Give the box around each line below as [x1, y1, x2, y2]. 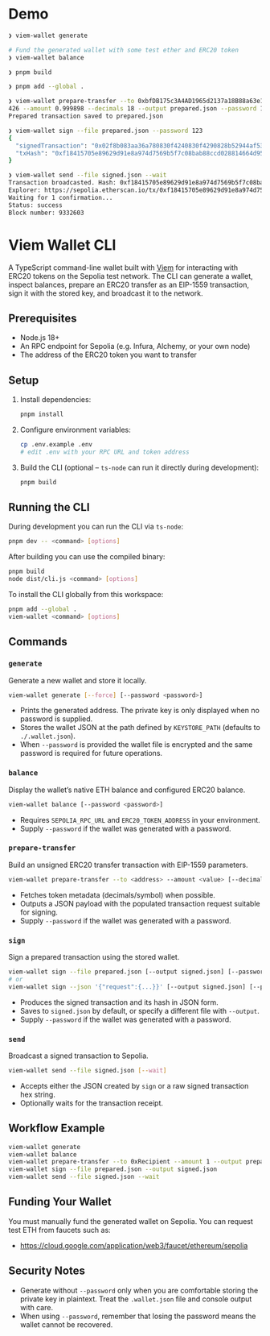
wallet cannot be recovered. [19, 1319, 113, 1330]
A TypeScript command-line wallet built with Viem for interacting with [8, 263, 239, 272]
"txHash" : [15, 149, 48, 157]
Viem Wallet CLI [8, 235, 117, 254]
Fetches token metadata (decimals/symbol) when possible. [19, 890, 215, 899]
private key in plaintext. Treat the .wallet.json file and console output [19, 1294, 252, 1304]
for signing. [19, 907, 59, 917]
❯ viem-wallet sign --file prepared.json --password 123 [8, 127, 203, 135]
